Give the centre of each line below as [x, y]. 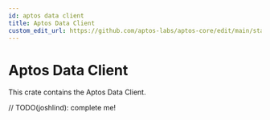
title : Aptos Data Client [51, 23]
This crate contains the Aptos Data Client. [77, 92]
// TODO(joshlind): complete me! [62, 108]
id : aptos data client [46, 16]
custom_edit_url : [37, 30]
